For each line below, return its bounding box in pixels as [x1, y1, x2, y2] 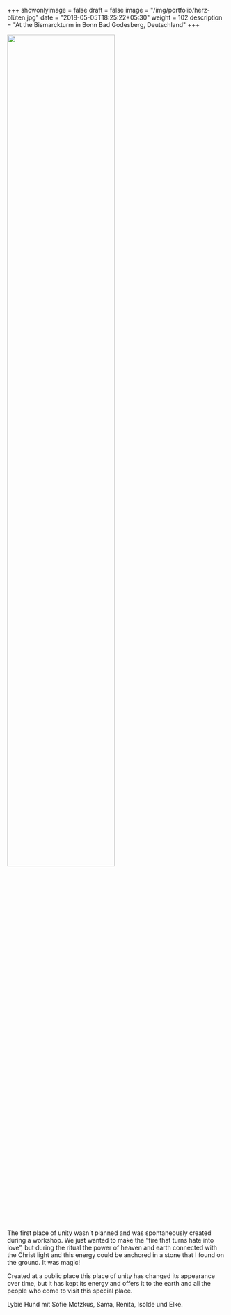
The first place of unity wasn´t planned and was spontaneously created [7, 1229, 212, 1237]
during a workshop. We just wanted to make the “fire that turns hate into [7, 1236, 214, 1244]
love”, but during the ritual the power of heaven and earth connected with [7, 1243, 218, 1252]
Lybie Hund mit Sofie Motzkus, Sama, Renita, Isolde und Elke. [7, 1300, 183, 1308]
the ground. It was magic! [7, 1259, 81, 1266]
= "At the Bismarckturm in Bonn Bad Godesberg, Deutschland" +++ [7, 21, 200, 29]
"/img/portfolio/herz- [150, 6, 210, 14]
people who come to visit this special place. [7, 1286, 133, 1295]
